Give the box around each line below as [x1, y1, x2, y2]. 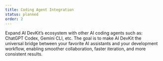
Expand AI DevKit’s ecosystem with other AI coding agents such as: [5, 30, 143, 36]
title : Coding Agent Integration [5, 7, 74, 12]
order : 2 [5, 16, 23, 21]
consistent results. [5, 51, 43, 57]
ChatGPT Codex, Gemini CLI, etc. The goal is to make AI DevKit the [5, 35, 142, 41]
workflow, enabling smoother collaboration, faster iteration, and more [5, 46, 146, 52]
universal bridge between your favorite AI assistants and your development [5, 41, 158, 47]
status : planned [5, 12, 39, 17]
